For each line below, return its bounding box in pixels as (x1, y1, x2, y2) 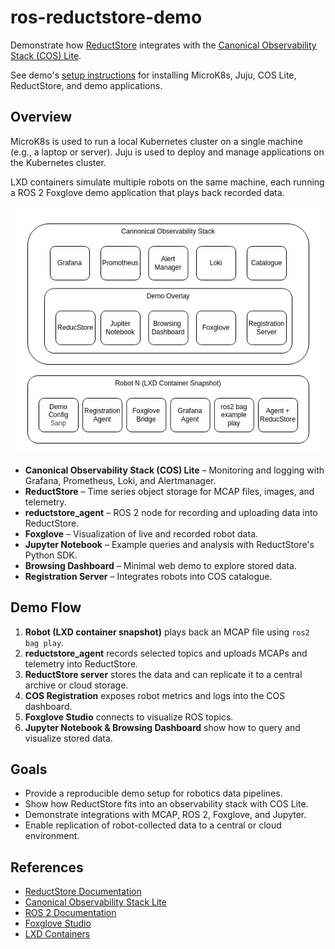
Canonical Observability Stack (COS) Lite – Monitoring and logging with (24, 464, 325, 476)
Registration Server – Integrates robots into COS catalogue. (24, 570, 273, 582)
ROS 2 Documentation (24, 907, 117, 919)
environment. (24, 830, 80, 842)
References (10, 859, 84, 876)
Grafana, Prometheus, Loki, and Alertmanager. (24, 474, 217, 486)
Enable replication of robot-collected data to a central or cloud (24, 819, 282, 831)
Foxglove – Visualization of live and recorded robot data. (24, 527, 259, 540)
